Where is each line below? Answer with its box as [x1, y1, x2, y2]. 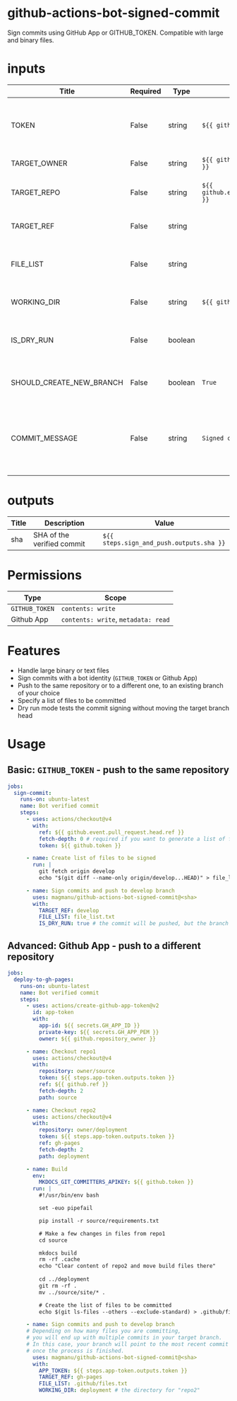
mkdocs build [38, 1250, 78, 1257]
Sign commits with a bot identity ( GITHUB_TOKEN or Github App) [17, 673, 197, 682]
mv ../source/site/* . [38, 1289, 106, 1296]
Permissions [7, 567, 83, 583]
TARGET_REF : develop [38, 907, 99, 914]
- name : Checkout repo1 [25, 1048, 97, 1055]
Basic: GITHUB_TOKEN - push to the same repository [7, 764, 229, 776]
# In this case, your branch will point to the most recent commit [25, 1341, 229, 1348]
